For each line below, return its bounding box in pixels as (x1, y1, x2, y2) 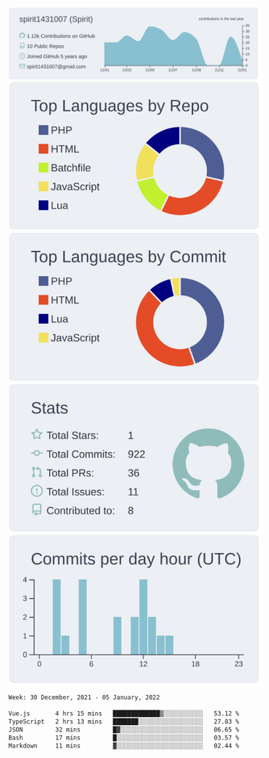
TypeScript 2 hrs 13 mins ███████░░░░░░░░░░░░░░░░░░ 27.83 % (8, 718, 240, 726)
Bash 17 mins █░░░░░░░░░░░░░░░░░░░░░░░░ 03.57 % (8, 734, 240, 742)
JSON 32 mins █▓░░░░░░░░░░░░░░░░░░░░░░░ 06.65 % (8, 726, 240, 734)
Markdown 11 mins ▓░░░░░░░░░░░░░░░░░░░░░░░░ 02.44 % (8, 742, 240, 750)
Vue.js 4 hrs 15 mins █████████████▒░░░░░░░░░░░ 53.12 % (8, 710, 240, 718)
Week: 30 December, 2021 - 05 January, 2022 (8, 693, 160, 701)
